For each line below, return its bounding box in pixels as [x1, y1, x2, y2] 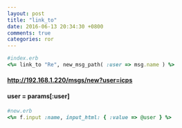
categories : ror [7, 36, 54, 43]
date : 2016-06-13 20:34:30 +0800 [7, 23, 104, 30]
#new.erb [7, 107, 33, 114]
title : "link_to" [7, 17, 57, 24]
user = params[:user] [7, 92, 70, 100]
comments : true [7, 29, 51, 37]
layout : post [7, 10, 45, 17]
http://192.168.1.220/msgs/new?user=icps [7, 76, 133, 84]
